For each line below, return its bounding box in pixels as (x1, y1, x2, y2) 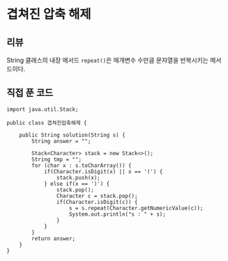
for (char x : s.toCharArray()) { (31, 161, 132, 169)
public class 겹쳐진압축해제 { (6, 119, 87, 126)
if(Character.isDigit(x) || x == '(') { (43, 168, 163, 175)
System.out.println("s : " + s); (68, 210, 167, 218)
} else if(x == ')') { (43, 180, 110, 187)
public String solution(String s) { (19, 132, 126, 139)
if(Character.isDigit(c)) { (56, 198, 138, 205)
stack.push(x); (56, 174, 100, 181)
